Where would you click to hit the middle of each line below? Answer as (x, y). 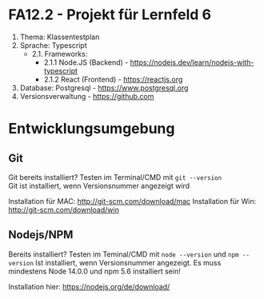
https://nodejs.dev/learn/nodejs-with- (192, 62)
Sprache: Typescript (53, 45)
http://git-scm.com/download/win (64, 209)
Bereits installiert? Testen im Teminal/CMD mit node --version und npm (124, 254)
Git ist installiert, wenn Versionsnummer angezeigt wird (99, 185)
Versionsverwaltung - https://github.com (87, 96)
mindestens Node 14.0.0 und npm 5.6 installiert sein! (95, 271)
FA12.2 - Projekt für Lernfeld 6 (110, 15)
